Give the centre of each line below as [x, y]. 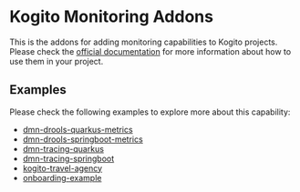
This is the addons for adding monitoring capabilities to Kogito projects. [144, 42]
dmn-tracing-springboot [68, 158]
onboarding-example [62, 177]
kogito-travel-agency [62, 168]
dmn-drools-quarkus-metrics [78, 129]
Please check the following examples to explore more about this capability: [150, 112]
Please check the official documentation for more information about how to [150, 51]
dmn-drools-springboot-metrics [83, 139]
